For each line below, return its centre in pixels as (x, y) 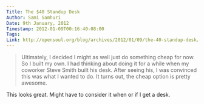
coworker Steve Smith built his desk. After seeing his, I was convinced (109, 70)
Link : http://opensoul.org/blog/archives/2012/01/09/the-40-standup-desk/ (103, 40)
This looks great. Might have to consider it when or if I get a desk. (88, 95)
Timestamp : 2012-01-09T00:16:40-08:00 (55, 29)
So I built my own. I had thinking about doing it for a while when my (105, 63)
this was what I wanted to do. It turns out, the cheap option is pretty (106, 76)
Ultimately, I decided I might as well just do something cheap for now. (108, 57)
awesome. (34, 83)
